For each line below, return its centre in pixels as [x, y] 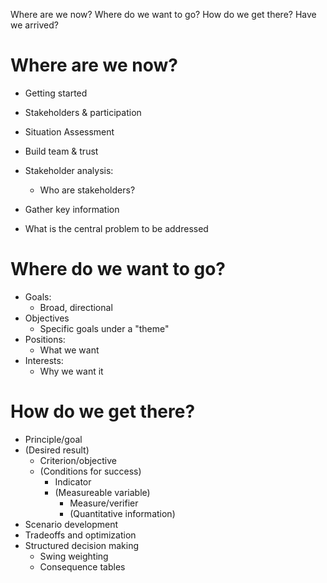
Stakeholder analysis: [69, 170]
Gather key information [72, 209]
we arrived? [34, 25]
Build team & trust [61, 151]
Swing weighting [74, 556]
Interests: [44, 360]
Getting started [56, 93]
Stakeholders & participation [83, 112]
